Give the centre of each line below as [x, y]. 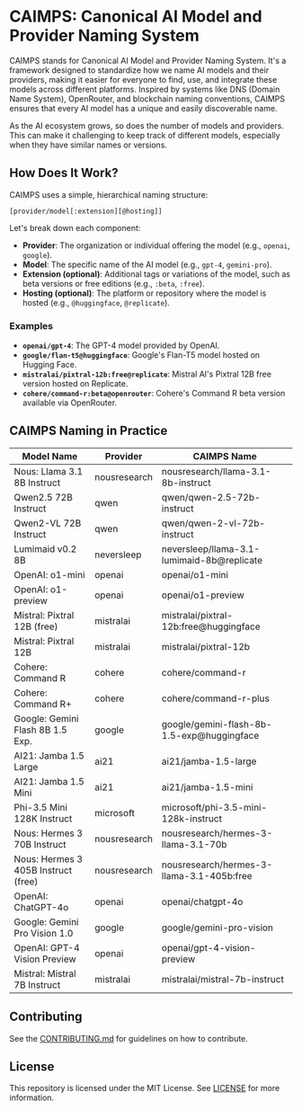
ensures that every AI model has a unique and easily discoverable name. [143, 108]
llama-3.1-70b [194, 844]
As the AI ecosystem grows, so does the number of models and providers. [147, 125]
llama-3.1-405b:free [207, 875]
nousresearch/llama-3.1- [216, 471]
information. [32, 1097]
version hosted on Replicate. [75, 384]
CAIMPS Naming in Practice [89, 431]
